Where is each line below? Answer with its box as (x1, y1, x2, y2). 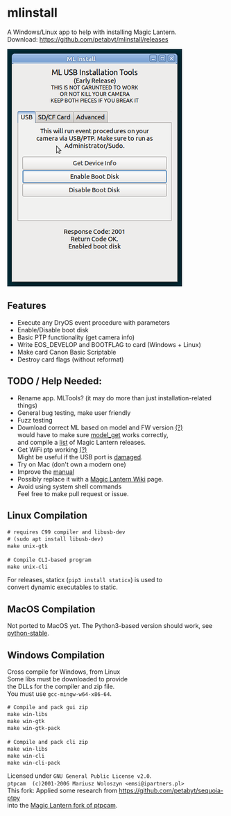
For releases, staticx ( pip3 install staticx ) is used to (7, 576, 163, 584)
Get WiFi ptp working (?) (17, 445, 87, 454)
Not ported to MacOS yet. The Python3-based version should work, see (7, 622, 213, 630)
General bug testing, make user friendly (17, 408, 131, 417)
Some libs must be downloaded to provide (7, 675, 128, 683)
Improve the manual (17, 467, 75, 476)
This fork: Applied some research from (7, 786, 118, 794)
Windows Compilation (7, 649, 105, 661)
